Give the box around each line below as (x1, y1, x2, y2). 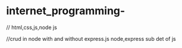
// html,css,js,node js (6, 24, 58, 31)
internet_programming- (6, 4, 125, 18)
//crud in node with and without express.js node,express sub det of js (6, 35, 177, 42)
